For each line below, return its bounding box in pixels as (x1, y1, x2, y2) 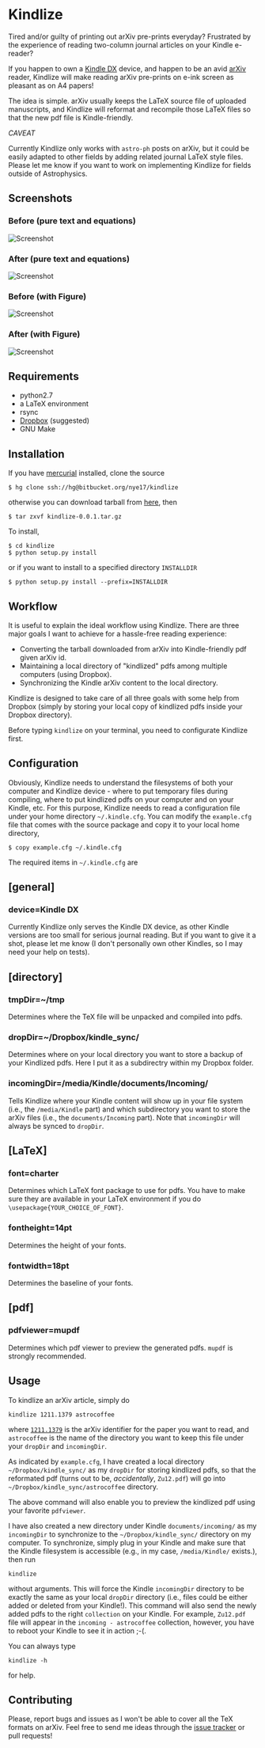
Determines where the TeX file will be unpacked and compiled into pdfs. (8, 1012, 243, 1022)
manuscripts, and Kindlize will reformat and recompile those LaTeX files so (8, 104, 252, 114)
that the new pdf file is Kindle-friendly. (8, 112, 134, 122)
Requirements (8, 370, 79, 383)
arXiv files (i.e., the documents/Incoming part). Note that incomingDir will (8, 1112, 240, 1122)
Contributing (8, 1693, 73, 1707)
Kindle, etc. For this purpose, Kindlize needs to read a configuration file (8, 803, 240, 812)
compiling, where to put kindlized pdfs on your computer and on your (8, 794, 234, 804)
